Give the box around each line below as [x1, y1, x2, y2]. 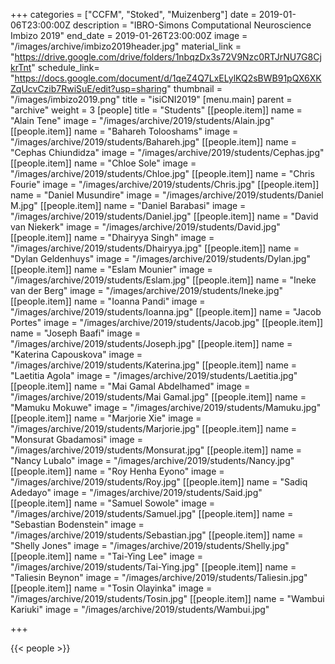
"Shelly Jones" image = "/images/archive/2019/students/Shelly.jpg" [10, 540, 290, 551]
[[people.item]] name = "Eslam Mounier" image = [10, 264, 213, 275]
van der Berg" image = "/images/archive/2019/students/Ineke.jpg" [10, 285, 284, 296]
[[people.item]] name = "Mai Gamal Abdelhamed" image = [10, 380, 251, 392]
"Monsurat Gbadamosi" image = [10, 434, 143, 445]
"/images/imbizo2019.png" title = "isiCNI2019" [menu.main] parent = [10, 94, 293, 105]
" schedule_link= [31, 62, 100, 73]
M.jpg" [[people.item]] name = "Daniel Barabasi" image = [10, 200, 247, 211]
